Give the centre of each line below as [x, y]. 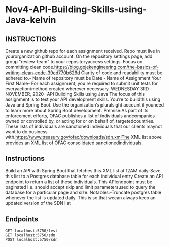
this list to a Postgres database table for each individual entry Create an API [84, 176]
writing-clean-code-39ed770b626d [43, 73]
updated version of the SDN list [38, 203]
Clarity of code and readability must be [122, 73]
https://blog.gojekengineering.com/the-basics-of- [106, 67]
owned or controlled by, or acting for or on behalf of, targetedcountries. [80, 121]
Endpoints [22, 219]
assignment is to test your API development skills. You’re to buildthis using [83, 99]
